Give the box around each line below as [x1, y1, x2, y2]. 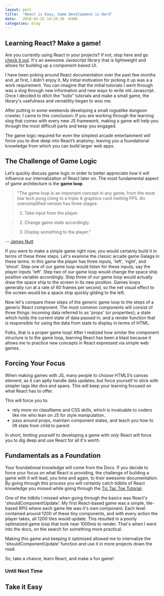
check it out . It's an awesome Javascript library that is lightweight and [5, 57, 146, 63]
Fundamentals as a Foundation [5, 451, 101, 460]
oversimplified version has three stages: [17, 200, 98, 206]
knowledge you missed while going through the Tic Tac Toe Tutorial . [5, 485, 143, 491]
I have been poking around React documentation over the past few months [5, 72, 156, 78]
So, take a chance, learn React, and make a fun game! [5, 555, 114, 561]
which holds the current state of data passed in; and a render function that [5, 315, 156, 321]
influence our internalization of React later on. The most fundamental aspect [5, 175, 159, 181]
